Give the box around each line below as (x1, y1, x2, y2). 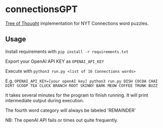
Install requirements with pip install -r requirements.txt (5, 48, 128, 54)
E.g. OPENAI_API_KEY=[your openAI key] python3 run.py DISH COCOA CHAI (5, 77, 158, 84)
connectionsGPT (5, 4, 78, 15)
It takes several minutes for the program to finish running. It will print (5, 92, 148, 98)
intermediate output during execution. (5, 97, 84, 103)
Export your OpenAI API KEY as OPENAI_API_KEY (5, 58, 104, 64)
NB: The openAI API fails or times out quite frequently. (5, 117, 118, 123)
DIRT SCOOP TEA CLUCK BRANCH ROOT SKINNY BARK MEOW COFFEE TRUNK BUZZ (5, 83, 158, 88)
